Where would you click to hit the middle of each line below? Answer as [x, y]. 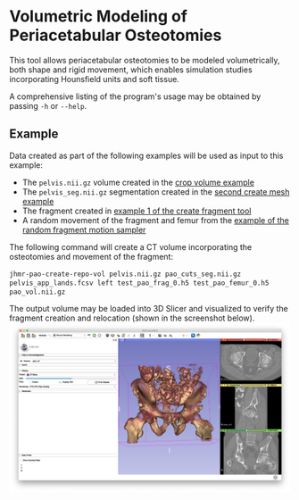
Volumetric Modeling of [98, 17]
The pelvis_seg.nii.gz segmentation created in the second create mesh [156, 192]
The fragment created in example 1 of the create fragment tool [137, 211]
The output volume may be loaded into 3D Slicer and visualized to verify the [149, 308]
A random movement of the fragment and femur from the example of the [156, 220]
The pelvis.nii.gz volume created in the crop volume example [138, 182]
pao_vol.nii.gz [37, 292]
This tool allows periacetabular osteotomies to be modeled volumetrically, [145, 60]
